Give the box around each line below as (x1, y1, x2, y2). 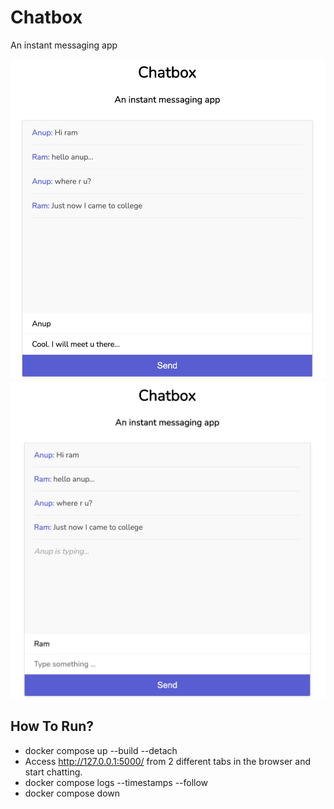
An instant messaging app (10, 39, 118, 51)
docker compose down (24, 787, 121, 799)
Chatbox (10, 6, 83, 29)
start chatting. (24, 766, 83, 778)
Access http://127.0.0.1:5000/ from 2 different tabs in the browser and (24, 755, 311, 767)
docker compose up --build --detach (24, 744, 178, 756)
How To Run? (10, 718, 95, 735)
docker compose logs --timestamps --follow (24, 776, 209, 788)
